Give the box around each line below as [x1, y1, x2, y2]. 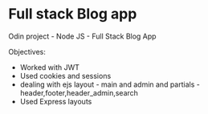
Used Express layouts [19, 96, 92, 106]
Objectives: [8, 47, 46, 56]
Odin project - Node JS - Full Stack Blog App [8, 31, 157, 41]
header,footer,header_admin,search [19, 88, 139, 97]
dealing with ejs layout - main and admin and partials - [19, 79, 201, 89]
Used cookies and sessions [19, 71, 112, 80]
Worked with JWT [19, 62, 80, 72]
